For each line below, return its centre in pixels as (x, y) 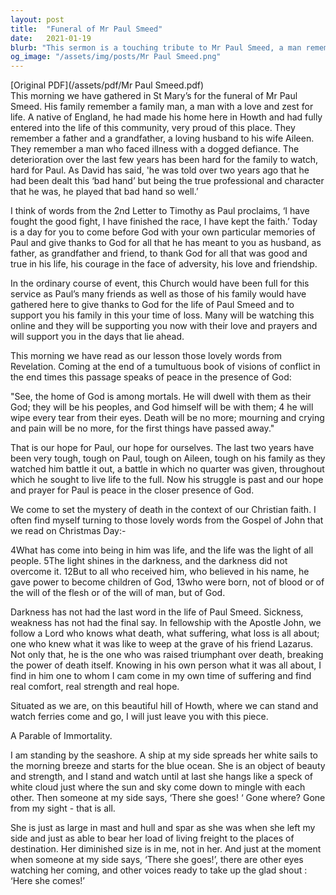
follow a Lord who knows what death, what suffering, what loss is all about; (165, 633)
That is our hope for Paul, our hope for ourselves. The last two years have (162, 448)
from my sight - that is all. (63, 808)
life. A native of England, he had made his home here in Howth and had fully (166, 117)
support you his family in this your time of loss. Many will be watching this (162, 315)
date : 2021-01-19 (51, 38)
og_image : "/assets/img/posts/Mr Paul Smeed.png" (116, 57)
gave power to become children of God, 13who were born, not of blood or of (167, 582)
